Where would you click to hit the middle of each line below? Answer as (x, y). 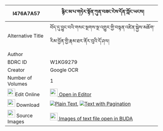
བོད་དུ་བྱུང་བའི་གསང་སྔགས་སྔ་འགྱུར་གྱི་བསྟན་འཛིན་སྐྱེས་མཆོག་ (102, 27)
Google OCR (64, 70)
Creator (16, 70)
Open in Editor (75, 95)
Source (24, 116)
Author (15, 54)
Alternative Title (25, 36)
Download (28, 105)
